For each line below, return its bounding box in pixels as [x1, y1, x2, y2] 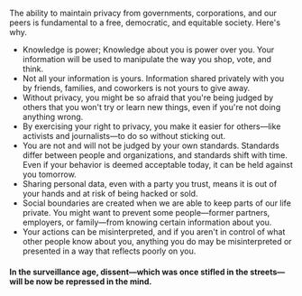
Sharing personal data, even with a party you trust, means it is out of [22, 179, 278, 189]
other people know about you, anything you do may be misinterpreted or [22, 236, 292, 246]
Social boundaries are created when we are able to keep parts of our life [22, 198, 291, 208]
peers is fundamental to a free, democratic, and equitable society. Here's [9, 17, 281, 28]
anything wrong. [22, 112, 84, 122]
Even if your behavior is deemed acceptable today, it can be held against [22, 160, 293, 170]
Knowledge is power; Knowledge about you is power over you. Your [22, 44, 275, 55]
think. [22, 63, 44, 74]
